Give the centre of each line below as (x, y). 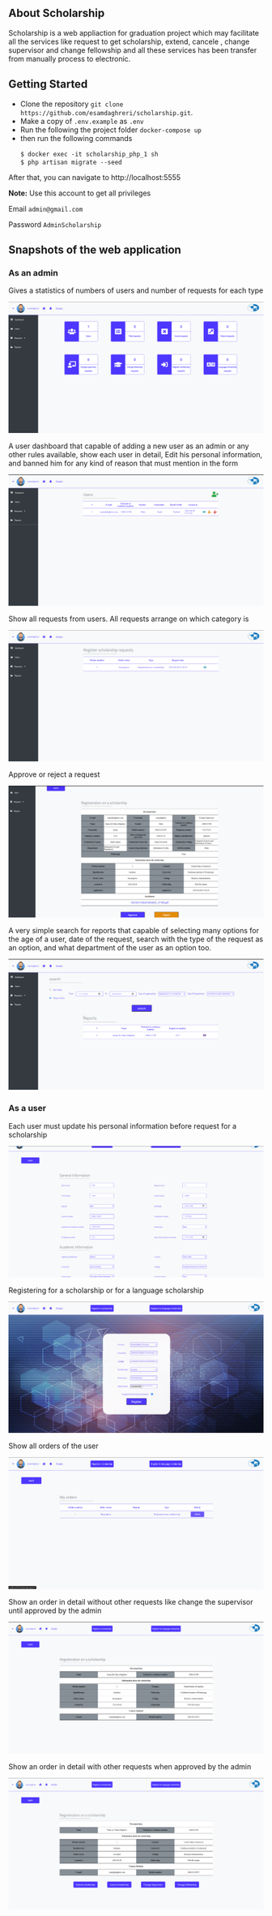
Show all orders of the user (53, 1446)
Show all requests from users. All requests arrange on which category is (129, 619)
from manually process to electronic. (70, 58)
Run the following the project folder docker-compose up (111, 130)
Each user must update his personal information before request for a (123, 1125)
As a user (28, 1108)
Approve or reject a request (54, 774)
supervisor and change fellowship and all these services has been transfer (133, 50)
